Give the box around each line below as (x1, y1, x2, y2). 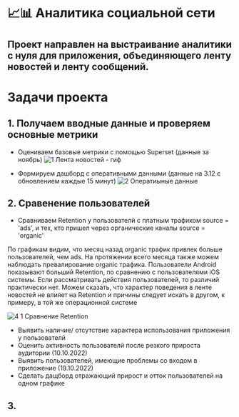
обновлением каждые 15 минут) (17, 176, 116, 185)
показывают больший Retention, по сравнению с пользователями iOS (7, 268, 220, 276)
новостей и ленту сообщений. (7, 61, 149, 73)
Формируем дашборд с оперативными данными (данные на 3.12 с (17, 169, 221, 178)
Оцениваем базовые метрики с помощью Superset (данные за (17, 147, 209, 156)
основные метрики (7, 129, 98, 141)
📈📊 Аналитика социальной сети (7, 5, 215, 21)
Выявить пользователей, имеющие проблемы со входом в (17, 356, 198, 365)
